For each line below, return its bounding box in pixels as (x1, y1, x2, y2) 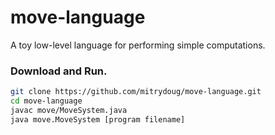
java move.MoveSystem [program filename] (10, 114, 186, 125)
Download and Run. (10, 64, 108, 78)
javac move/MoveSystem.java (10, 105, 128, 115)
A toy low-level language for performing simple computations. (10, 39, 266, 51)
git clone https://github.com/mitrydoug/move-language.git (10, 87, 262, 97)
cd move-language (10, 96, 83, 106)
